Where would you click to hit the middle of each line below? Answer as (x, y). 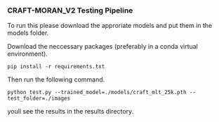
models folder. (28, 33)
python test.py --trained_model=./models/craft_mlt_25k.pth (97, 93)
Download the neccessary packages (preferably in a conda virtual (103, 47)
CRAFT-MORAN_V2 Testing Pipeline (70, 10)
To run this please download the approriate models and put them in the (110, 26)
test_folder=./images (39, 99)
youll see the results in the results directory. (71, 112)
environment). (27, 54)
